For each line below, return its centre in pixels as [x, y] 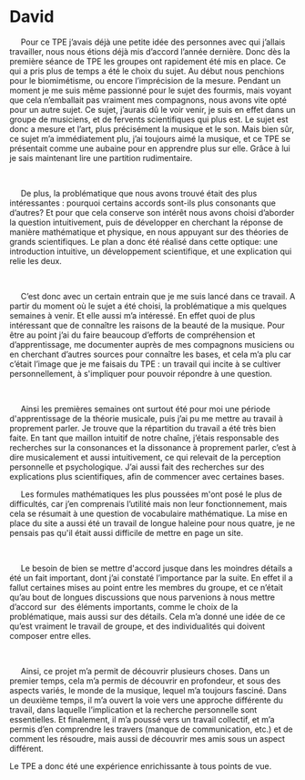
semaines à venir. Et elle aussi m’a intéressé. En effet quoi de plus [132, 315]
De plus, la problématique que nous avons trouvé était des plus [139, 193]
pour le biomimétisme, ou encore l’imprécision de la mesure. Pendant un [145, 80]
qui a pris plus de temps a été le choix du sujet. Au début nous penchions [147, 71]
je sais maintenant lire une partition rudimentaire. [101, 157]
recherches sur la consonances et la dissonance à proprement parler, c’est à [153, 447]
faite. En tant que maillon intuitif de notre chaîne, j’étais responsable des [144, 438]
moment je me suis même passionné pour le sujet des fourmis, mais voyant [151, 90]
